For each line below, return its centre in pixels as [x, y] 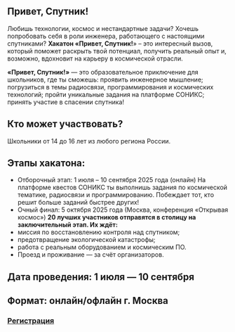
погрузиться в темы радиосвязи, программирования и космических [110, 87]
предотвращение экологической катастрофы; [86, 240]
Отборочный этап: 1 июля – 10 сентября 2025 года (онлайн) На [112, 180]
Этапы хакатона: [46, 164]
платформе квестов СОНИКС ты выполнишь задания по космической [122, 187]
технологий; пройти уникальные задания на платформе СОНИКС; [106, 94]
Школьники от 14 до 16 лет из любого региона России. [89, 141]
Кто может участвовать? [65, 124]
